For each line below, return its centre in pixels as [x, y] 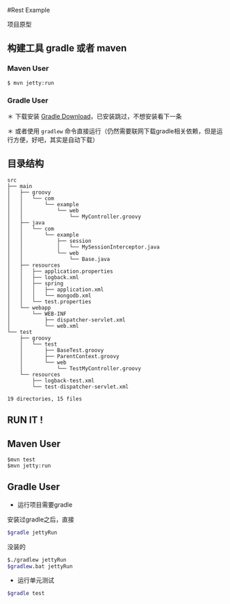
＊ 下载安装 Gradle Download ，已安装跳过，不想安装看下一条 [95, 116]
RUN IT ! [25, 420]
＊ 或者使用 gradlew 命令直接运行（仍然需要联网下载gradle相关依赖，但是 [112, 131]
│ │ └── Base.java [59, 259]
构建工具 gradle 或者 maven [67, 48]
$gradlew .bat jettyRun [40, 566]
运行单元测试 [35, 580]
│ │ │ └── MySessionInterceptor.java [83, 247]
